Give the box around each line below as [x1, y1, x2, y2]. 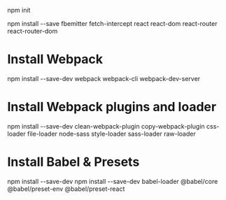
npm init [7, 6, 31, 14]
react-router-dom [7, 27, 58, 35]
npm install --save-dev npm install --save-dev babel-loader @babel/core [7, 177, 218, 185]
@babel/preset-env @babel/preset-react [7, 185, 125, 193]
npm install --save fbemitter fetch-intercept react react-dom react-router [7, 20, 218, 27]
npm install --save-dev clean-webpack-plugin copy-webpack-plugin [7, 122, 205, 130]
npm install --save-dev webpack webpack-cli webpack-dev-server [7, 74, 201, 83]
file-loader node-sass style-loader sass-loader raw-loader [27, 129, 196, 138]
